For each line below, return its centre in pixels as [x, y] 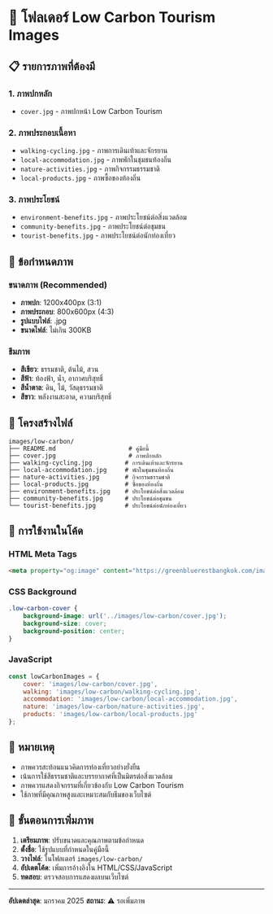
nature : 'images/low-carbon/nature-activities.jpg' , [114, 707]
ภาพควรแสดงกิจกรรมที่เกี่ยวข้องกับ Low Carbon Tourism [102, 785]
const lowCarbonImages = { [54, 676]
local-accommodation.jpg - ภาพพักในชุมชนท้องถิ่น [96, 160]
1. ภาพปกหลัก [30, 94]
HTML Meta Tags [43, 553]
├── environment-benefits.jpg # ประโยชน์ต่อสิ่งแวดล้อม [96, 492]
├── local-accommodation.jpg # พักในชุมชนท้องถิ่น [91, 470]
